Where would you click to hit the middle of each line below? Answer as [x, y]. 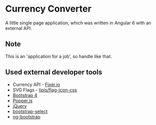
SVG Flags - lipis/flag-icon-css [45, 90]
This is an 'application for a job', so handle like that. [59, 56]
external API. [18, 28]
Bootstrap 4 [25, 95]
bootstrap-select [30, 111]
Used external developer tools [54, 72]
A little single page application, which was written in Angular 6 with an [78, 23]
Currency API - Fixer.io [36, 85]
